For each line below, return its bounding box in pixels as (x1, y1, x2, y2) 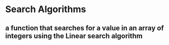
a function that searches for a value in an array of (5, 24, 164, 32)
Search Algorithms (5, 4, 86, 15)
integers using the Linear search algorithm (5, 31, 143, 40)
